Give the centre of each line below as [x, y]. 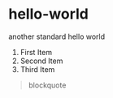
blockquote [47, 85]
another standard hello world [57, 36]
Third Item [37, 69]
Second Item [41, 61]
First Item [36, 52]
